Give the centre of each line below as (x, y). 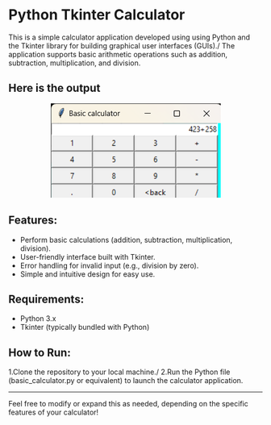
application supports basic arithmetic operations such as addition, (118, 54)
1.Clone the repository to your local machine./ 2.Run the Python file (119, 372)
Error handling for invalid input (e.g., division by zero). (109, 265)
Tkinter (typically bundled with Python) (85, 327)
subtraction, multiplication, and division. (75, 63)
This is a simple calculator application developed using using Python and (129, 37)
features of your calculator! (54, 412)
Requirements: (46, 299)
